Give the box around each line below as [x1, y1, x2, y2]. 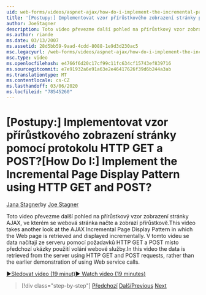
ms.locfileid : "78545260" [6, 89, 72, 95]
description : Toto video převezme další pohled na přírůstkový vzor [6, 26, 185, 33]
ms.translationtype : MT [6, 72, 67, 78]
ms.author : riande [6, 32, 53, 38]
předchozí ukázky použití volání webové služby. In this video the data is [6, 245, 186, 252]
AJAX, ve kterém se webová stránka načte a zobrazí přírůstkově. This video [6, 219, 196, 226]
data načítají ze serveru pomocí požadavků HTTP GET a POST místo [6, 239, 179, 246]
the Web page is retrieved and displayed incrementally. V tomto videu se [6, 232, 189, 239]
